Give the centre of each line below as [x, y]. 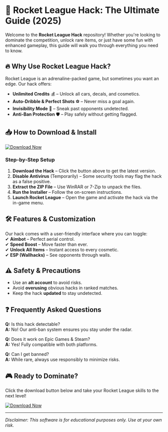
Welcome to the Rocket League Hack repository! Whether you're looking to [83, 35]
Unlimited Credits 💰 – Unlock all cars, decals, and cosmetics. [76, 94]
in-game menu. [28, 203]
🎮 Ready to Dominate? [42, 376]
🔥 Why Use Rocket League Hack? [58, 66]
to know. [14, 51]
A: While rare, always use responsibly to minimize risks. [62, 359]
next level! [16, 396]
